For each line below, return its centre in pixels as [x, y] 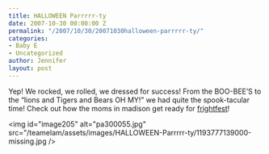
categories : [28, 38]
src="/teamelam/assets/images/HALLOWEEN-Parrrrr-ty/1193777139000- [130, 132]
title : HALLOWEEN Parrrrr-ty [57, 16]
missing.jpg [27, 141]
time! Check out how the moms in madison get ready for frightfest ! [119, 108]
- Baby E [23, 46]
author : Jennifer [38, 61]
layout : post [30, 69]
